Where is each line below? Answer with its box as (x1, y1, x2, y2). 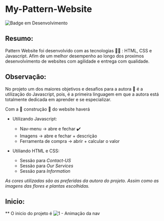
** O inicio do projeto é (5, 211, 52, 217)
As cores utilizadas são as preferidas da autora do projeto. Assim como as (5, 178, 159, 184)
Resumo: (5, 34, 33, 43)
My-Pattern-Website (5, 3, 92, 15)
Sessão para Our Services (19, 163, 74, 169)
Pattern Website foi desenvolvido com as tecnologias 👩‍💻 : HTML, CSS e (5, 47, 152, 53)
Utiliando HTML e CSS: (12, 148, 60, 154)
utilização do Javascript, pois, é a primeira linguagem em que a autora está (5, 91, 159, 97)
